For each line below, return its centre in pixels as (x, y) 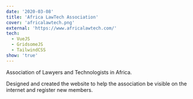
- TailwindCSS (29, 50)
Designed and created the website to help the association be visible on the (96, 84)
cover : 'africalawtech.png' (41, 22)
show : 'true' (22, 55)
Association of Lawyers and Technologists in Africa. (69, 72)
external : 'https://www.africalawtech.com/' (61, 28)
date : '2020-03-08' (30, 11)
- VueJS (21, 39)
